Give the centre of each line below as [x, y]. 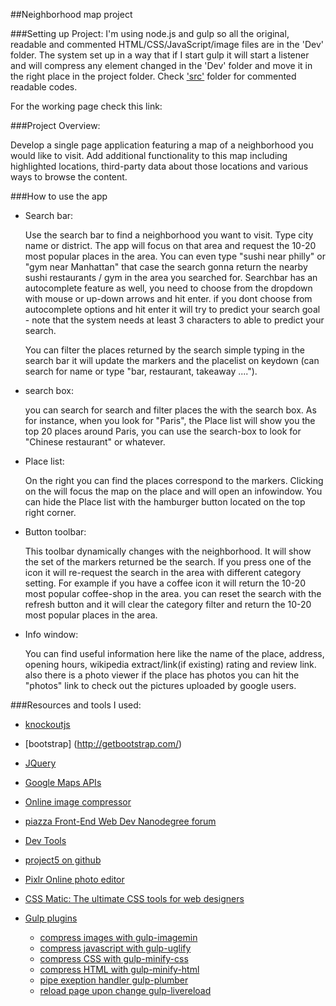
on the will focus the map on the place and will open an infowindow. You [173, 491]
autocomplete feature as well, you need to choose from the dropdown [168, 288]
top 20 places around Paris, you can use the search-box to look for [163, 431]
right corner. [50, 512]
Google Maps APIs [63, 782]
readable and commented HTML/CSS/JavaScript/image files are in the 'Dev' [167, 44]
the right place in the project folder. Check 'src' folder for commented [153, 76]
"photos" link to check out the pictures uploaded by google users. [160, 685]
